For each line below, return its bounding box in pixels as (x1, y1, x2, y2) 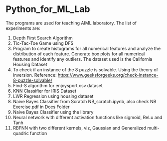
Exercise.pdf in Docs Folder (12, 104, 70, 110)
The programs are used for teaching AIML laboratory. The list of (5, 20, 137, 26)
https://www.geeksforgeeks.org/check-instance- (57, 72, 159, 78)
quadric (12, 130, 29, 136)
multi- (147, 125, 160, 131)
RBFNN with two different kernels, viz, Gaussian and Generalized (12, 125, 147, 131)
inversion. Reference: (12, 72, 57, 78)
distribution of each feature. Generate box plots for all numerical (12, 51, 145, 57)
